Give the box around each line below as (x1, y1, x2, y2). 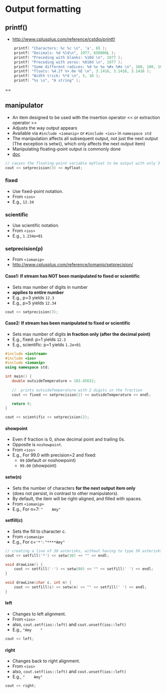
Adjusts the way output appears (12, 125, 78, 131)
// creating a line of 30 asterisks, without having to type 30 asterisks (5, 548, 163, 554)
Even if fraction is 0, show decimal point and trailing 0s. (12, 436, 125, 442)
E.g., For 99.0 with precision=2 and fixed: (12, 452, 96, 458)
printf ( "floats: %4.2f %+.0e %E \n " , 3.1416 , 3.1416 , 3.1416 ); (14, 69, 152, 74)
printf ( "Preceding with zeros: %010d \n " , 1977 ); (14, 59, 123, 65)
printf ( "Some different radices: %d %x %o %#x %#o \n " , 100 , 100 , (14, 64, 156, 69)
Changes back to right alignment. (12, 658, 81, 664)
